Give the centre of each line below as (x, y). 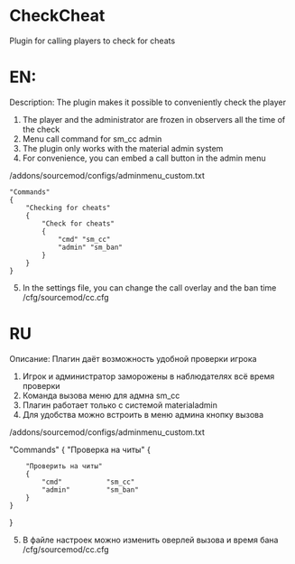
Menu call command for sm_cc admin (92, 139)
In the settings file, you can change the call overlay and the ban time (149, 287)
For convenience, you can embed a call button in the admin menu (144, 158)
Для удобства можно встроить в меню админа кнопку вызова (143, 414)
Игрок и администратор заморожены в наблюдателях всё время (148, 376)
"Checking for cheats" (68, 208)
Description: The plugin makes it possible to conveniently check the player (148, 102)
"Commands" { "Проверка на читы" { (80, 449)
